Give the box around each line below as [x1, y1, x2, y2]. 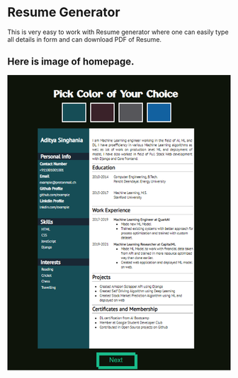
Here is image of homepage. [7, 56, 135, 68]
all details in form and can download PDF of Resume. [7, 35, 161, 43]
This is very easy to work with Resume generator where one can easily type [7, 28, 229, 36]
